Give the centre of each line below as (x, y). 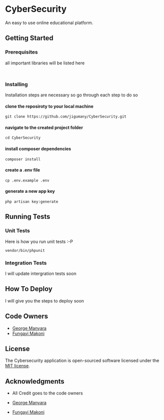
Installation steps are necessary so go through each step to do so (71, 95)
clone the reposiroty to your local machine (49, 106)
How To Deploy (29, 289)
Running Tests (28, 217)
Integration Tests (26, 263)
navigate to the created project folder (44, 127)
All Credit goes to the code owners (48, 393)
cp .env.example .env (27, 180)
